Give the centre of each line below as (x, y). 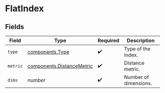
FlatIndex (25, 9)
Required (108, 41)
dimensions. (138, 83)
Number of (137, 77)
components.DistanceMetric (60, 66)
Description (141, 41)
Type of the (137, 49)
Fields (15, 27)
